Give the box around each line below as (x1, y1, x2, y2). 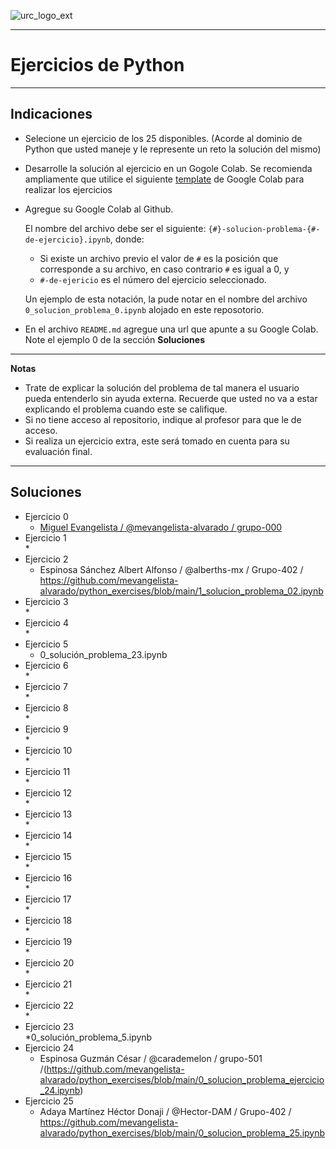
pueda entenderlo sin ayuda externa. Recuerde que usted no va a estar (24, 392, 318, 404)
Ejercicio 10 (24, 744, 73, 756)
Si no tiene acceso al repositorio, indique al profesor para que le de (24, 413, 302, 425)
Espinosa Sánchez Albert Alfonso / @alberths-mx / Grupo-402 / (39, 563, 304, 575)
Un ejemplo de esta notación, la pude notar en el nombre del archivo (24, 293, 308, 305)
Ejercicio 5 (24, 638, 69, 650)
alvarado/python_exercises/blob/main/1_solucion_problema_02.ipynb (39, 585, 324, 597)
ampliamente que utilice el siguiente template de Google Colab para (24, 173, 305, 185)
